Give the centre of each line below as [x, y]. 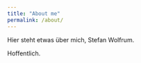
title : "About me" [34, 13]
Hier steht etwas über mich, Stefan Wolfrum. [71, 39]
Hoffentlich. [24, 53]
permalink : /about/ [35, 20]
